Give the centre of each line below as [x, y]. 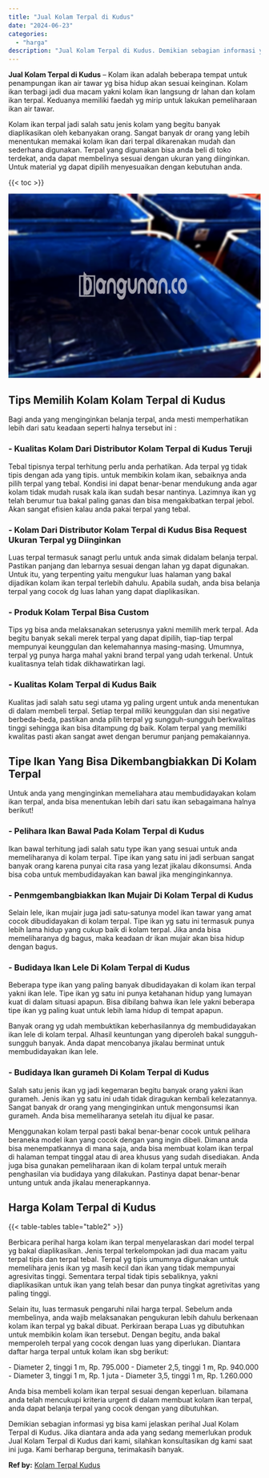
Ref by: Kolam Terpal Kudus [54, 1465]
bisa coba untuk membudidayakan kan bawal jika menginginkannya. [121, 874]
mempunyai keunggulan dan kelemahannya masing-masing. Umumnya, [126, 647]
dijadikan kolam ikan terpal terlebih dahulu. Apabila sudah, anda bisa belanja [134, 583]
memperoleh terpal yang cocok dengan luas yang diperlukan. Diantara [124, 1343]
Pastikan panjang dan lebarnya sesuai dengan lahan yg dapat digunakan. [129, 566]
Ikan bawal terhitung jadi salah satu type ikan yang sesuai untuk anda [123, 849]
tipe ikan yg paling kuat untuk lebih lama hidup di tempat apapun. [116, 1011]
